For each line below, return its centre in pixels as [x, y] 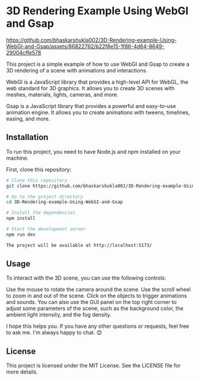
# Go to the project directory [45, 197]
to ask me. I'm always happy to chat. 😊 [54, 332]
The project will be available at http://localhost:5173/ [79, 245]
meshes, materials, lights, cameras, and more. [62, 94]
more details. [22, 372]
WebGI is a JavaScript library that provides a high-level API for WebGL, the [97, 82]
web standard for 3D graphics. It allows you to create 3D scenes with [90, 88]
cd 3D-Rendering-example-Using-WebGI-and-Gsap [65, 202]
